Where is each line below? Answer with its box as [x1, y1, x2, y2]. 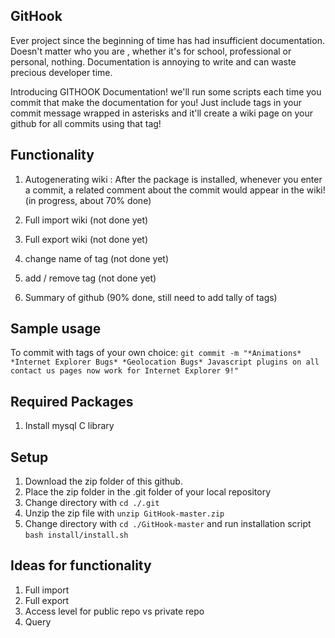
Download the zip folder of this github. [24, 475, 183, 488]
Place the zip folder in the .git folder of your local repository [24, 486, 272, 498]
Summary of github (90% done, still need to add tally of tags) [24, 291, 278, 303]
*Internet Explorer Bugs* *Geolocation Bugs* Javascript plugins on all [10, 357, 320, 368]
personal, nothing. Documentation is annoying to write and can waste [10, 55, 297, 68]
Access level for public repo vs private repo [24, 605, 205, 617]
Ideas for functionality [10, 557, 152, 574]
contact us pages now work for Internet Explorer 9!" [10, 366, 240, 376]
